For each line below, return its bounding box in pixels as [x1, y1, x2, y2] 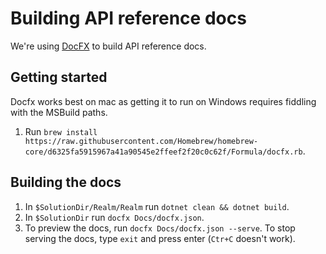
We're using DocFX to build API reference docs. [10, 40, 207, 52]
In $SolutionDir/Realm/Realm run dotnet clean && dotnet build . [24, 200, 290, 212]
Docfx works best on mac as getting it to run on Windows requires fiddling [10, 95, 317, 107]
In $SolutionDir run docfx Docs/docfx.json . [24, 211, 205, 223]
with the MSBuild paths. [10, 106, 108, 118]
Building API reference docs [10, 7, 247, 30]
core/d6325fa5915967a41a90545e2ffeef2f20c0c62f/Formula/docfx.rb [24, 147, 303, 157]
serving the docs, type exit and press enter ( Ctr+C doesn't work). [24, 232, 296, 244]
